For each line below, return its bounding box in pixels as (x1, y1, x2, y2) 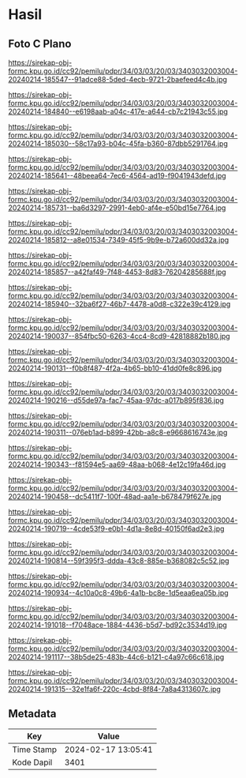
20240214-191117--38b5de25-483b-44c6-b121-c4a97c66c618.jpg (8, 652, 225, 661)
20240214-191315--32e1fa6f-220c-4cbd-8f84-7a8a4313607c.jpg (8, 685, 221, 693)
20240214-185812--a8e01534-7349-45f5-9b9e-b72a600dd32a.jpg (8, 235, 229, 244)
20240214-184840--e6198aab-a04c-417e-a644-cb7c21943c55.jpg (8, 107, 229, 116)
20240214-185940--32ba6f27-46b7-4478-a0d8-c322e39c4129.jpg (8, 299, 231, 309)
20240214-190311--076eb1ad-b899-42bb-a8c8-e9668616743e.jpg (8, 428, 228, 437)
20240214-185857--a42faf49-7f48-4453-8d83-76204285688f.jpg (8, 267, 226, 276)
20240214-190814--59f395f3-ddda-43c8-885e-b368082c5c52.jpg (8, 556, 230, 566)
